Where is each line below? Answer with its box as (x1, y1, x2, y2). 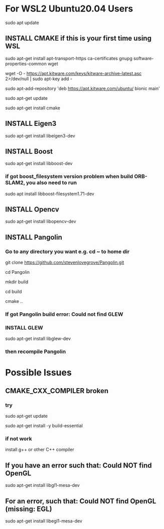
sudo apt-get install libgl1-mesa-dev (5, 482, 80, 488)
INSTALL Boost (5, 147, 53, 155)
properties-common (5, 61, 47, 67)
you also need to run (26, 179, 77, 186)
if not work (5, 435, 33, 442)
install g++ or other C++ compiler (5, 447, 74, 453)
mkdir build (5, 279, 29, 285)
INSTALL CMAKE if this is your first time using (5, 34, 152, 43)
